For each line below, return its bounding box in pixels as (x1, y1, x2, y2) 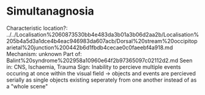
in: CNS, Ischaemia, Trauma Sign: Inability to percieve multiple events (6, 63, 181, 71)
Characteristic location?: (6, 24, 68, 32)
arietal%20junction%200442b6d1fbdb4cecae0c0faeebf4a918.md (6, 44, 173, 51)
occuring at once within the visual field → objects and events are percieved (6, 69, 196, 77)
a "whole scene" (6, 82, 48, 90)
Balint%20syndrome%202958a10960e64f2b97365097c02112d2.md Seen (6, 57, 193, 64)
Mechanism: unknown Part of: (6, 50, 82, 57)
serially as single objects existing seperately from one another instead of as (6, 76, 197, 83)
